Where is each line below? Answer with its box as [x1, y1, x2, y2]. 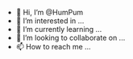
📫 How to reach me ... [15, 42, 91, 51]
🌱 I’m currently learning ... [15, 25, 102, 33]
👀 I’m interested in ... [15, 16, 85, 26]
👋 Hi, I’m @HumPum [15, 8, 83, 17]
